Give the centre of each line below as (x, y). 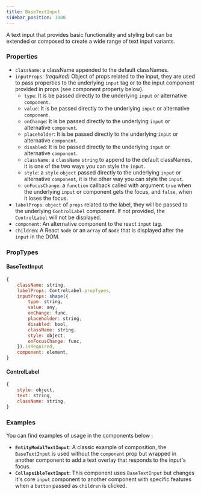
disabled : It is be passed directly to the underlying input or (97, 147)
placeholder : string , (55, 319)
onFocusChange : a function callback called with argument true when (107, 185)
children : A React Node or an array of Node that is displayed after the (99, 230)
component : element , (43, 353)
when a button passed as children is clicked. (71, 485)
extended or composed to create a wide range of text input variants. (91, 41)
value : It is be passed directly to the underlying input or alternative (107, 108)
